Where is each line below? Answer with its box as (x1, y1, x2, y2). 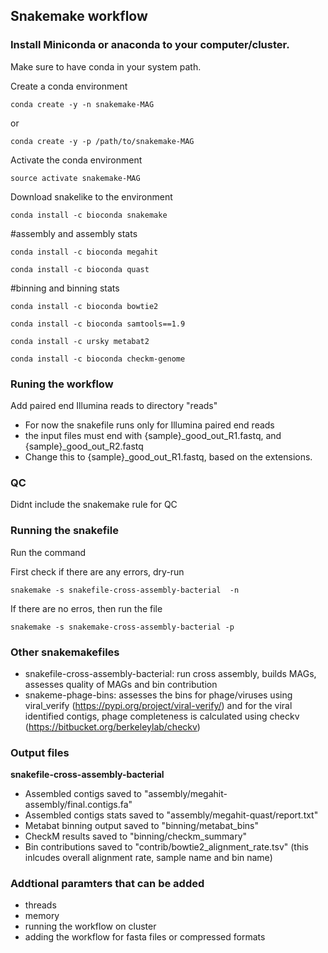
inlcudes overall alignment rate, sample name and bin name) (24, 852, 273, 864)
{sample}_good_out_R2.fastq (24, 440, 144, 452)
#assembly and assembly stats (10, 227, 138, 239)
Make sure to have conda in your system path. (10, 60, 202, 73)
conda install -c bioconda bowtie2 (10, 301, 159, 311)
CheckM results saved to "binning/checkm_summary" (24, 830, 248, 843)
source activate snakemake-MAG (10, 173, 141, 183)
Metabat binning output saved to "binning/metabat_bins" (24, 820, 260, 832)
